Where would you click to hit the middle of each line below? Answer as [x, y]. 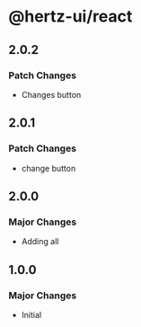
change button [48, 168]
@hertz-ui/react [70, 17]
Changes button [51, 94]
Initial [31, 314]
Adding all [40, 242]
